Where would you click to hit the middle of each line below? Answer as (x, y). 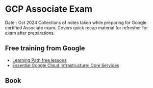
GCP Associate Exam (49, 9)
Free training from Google (45, 48)
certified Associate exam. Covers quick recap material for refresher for (76, 27)
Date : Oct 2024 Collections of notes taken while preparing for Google (76, 22)
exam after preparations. (30, 33)
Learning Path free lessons (39, 60)
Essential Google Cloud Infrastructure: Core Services (65, 65)
